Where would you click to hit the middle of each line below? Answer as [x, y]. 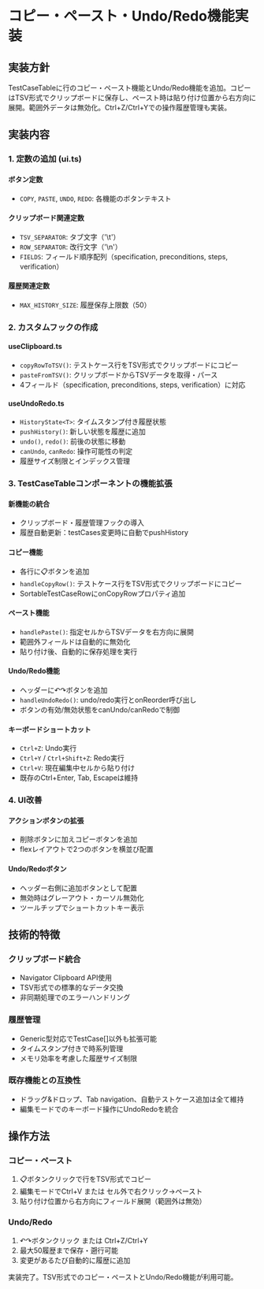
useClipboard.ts [35, 347]
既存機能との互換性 [45, 1080]
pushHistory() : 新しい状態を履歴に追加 [82, 432]
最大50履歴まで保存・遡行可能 [69, 1250]
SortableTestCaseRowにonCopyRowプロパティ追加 [102, 593]
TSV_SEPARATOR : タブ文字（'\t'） [70, 236]
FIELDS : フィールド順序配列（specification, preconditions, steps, [124, 256]
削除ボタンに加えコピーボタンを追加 [78, 839]
